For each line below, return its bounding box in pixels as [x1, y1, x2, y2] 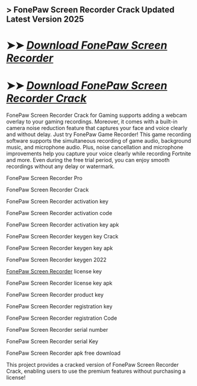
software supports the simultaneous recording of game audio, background [6, 137, 192, 144]
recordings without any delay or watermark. [6, 163, 115, 170]
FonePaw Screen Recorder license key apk [6, 279, 113, 287]
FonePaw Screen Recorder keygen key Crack [6, 232, 119, 240]
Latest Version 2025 [6, 14, 84, 25]
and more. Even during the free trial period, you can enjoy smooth [6, 156, 170, 163]
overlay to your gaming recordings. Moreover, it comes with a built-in [6, 117, 178, 125]
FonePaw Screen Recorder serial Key [6, 337, 98, 345]
